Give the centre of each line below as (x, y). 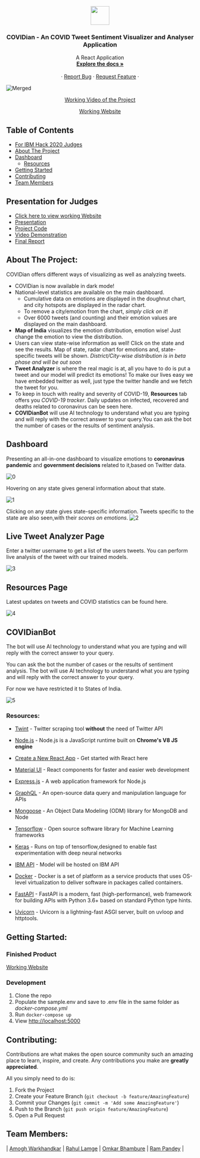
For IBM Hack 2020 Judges (49, 145)
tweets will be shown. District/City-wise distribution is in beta (111, 355)
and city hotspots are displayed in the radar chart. (85, 305)
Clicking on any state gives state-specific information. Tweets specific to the (100, 511)
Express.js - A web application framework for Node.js (80, 781)
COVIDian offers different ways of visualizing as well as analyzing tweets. (96, 274)
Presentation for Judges (52, 202)
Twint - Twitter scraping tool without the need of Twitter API (89, 729)
